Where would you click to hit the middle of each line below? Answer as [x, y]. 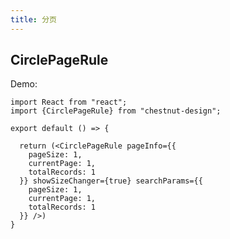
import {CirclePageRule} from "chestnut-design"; [116, 111]
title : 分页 [33, 19]
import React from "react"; [69, 102]
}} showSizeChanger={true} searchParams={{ [111, 181]
